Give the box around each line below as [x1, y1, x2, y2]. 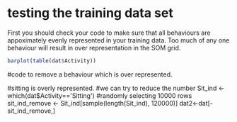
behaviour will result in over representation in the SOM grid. [7, 43, 181, 52]
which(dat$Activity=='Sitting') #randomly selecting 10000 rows [7, 91, 192, 100]
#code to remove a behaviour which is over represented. [7, 70, 173, 79]
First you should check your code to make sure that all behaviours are [7, 28, 211, 37]
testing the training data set [7, 5, 173, 21]
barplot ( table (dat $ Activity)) [7, 57, 97, 65]
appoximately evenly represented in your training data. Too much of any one [7, 35, 230, 44]
